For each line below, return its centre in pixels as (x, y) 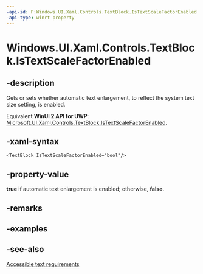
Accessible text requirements (43, 264)
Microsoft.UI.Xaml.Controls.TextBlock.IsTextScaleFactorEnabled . (87, 122)
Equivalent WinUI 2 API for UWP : (48, 116)
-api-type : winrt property (40, 18)
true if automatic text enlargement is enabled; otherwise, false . (85, 189)
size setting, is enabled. (36, 104)
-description (30, 83)
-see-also (25, 249)
